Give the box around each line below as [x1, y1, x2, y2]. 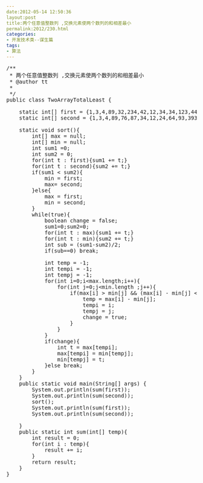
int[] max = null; [31, 132, 86, 139]
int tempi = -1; [44, 265, 92, 272]
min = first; [44, 174, 83, 182]
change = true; [82, 313, 128, 321]
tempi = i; [82, 301, 115, 309]
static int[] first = [19, 108, 83, 115]
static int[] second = [19, 114, 86, 121]
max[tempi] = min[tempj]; [57, 350, 134, 357]
